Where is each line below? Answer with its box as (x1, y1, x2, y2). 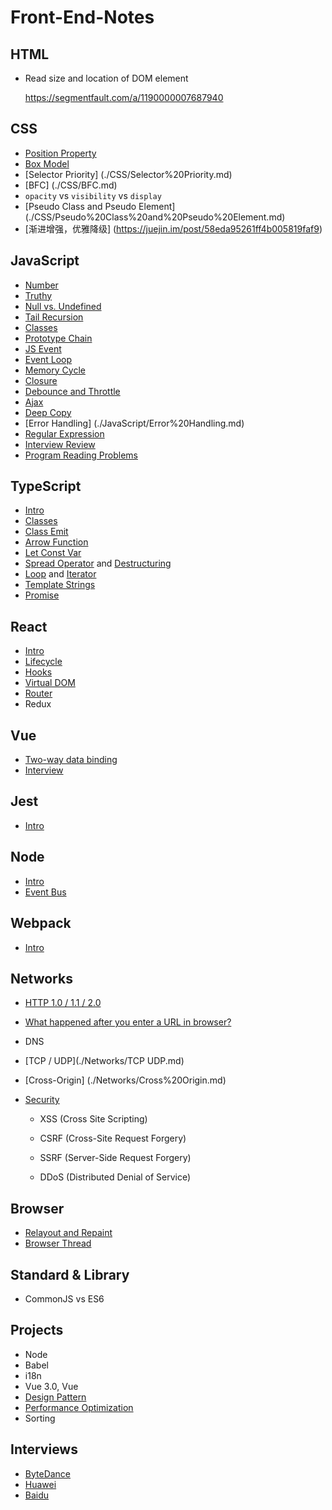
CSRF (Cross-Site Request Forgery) (39, 1132, 187, 1145)
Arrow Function (24, 536, 89, 548)
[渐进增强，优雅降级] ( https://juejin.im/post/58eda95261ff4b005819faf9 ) (24, 222, 323, 235)
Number (24, 279, 59, 291)
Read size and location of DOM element (24, 72, 189, 84)
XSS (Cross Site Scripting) (39, 1113, 148, 1125)
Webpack (10, 915, 72, 932)
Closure (24, 374, 58, 386)
